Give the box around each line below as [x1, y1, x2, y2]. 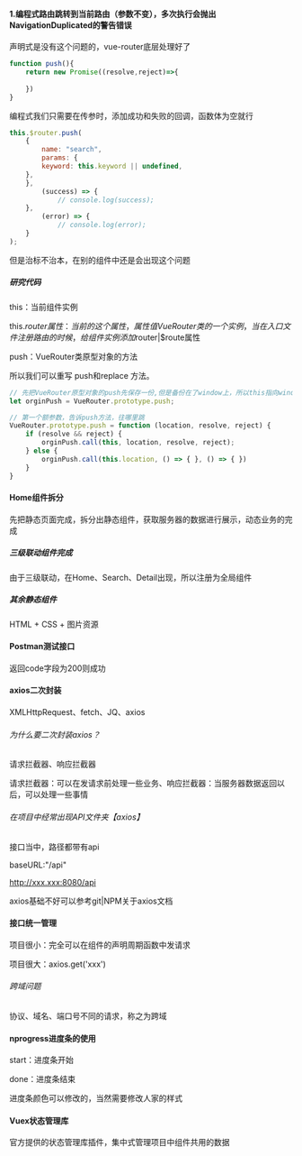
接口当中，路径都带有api [9, 841, 100, 852]
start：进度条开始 [9, 1055, 74, 1066]
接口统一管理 [9, 918, 57, 929]
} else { [25, 446, 58, 455]
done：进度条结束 [9, 1074, 76, 1085]
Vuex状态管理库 [9, 1115, 69, 1126]
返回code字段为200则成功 [9, 663, 106, 674]
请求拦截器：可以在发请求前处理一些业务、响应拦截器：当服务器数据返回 [9, 778, 277, 789]
